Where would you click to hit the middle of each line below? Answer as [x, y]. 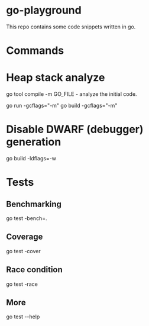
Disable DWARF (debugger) [75, 129]
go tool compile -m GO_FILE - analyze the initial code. [72, 94]
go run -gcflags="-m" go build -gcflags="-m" [62, 106]
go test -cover [24, 251]
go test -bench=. [27, 218]
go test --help [23, 317]
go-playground [44, 10]
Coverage [25, 237]
